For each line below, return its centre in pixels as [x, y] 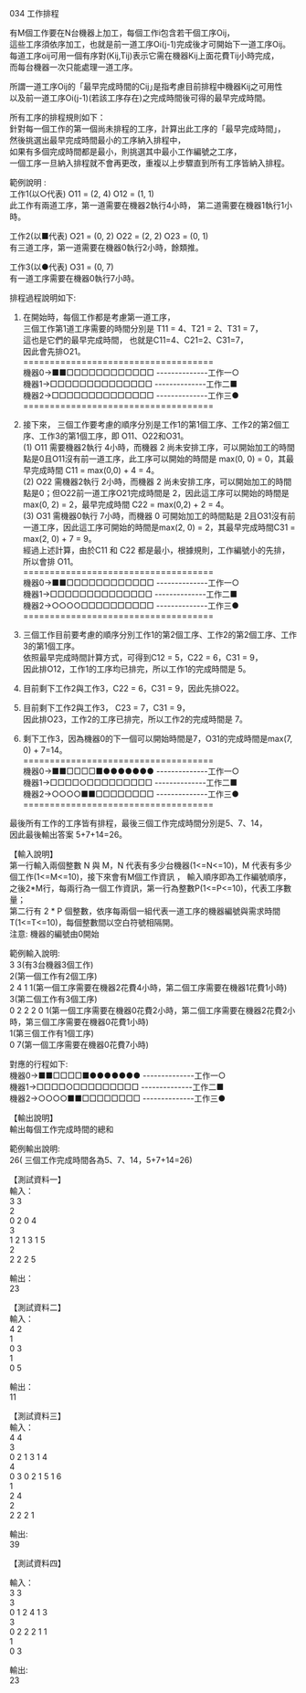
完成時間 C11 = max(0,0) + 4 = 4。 [95, 470]
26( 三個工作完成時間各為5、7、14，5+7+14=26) [101, 1160]
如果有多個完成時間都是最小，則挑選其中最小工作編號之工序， [126, 152]
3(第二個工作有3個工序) [53, 999]
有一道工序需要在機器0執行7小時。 [74, 278]
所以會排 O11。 [50, 561]
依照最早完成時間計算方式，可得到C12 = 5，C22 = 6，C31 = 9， [142, 657]
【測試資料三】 [37, 1416]
